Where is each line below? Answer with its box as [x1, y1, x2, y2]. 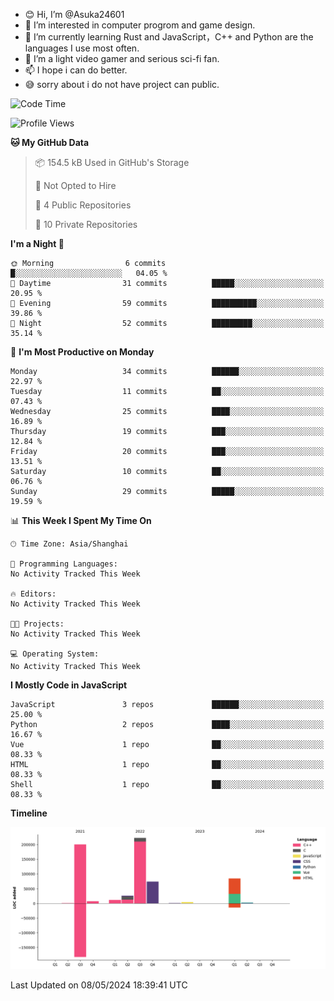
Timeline [10, 807, 48, 819]
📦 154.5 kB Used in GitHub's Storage [34, 157, 190, 168]
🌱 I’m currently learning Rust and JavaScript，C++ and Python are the [24, 31, 314, 43]
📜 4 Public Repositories [34, 199, 132, 211]
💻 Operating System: [10, 649, 100, 659]
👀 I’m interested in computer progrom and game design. [24, 19, 256, 31]
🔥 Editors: [10, 589, 57, 599]
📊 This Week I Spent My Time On [10, 515, 152, 526]
